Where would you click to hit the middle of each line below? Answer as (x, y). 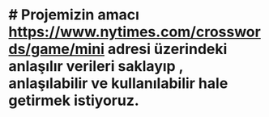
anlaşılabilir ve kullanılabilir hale (118, 84)
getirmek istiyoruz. (74, 100)
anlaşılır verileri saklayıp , (96, 67)
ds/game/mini (57, 49)
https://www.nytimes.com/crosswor (134, 32)
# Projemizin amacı (74, 15)
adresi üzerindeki (168, 49)
